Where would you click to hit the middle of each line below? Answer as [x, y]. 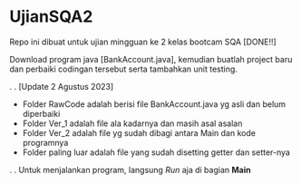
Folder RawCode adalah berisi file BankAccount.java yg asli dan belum [154, 104]
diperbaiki [41, 113]
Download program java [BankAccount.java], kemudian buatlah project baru [151, 59]
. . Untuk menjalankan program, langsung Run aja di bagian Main [130, 169]
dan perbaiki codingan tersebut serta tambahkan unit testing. [124, 69]
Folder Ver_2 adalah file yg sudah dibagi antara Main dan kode [139, 132]
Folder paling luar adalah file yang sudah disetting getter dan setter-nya [156, 152]
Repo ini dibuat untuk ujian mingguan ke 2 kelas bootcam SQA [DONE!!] [143, 42]
